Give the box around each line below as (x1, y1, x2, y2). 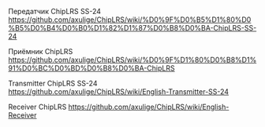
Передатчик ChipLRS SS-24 (8, 7, 101, 16)
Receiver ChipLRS (8, 102, 67, 111)
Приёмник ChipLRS (8, 47, 73, 56)
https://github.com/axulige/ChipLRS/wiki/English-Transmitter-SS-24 (8, 87, 230, 96)
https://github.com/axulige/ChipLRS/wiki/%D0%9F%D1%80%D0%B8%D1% (8, 55, 257, 64)
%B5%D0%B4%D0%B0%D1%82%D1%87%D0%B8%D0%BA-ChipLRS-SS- (8, 24, 257, 32)
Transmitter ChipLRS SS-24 (8, 78, 98, 88)
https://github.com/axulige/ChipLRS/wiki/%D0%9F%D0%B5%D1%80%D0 (8, 15, 252, 24)
